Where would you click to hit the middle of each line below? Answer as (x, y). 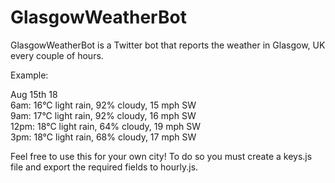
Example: (29, 75)
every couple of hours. (57, 55)
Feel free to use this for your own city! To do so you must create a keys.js (161, 156)
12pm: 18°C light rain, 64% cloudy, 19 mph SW (105, 126)
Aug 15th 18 (34, 94)
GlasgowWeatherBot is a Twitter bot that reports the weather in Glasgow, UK (168, 45)
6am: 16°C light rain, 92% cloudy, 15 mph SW (103, 105)
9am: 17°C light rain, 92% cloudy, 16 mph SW (103, 115)
